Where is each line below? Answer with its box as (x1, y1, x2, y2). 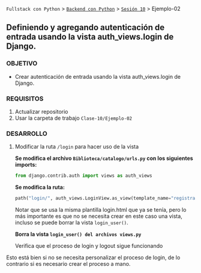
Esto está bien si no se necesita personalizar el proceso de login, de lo (6, 254, 181, 261)
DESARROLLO (6, 129, 48, 138)
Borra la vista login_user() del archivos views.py (14, 231, 142, 238)
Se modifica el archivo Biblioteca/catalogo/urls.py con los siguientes (14, 155, 193, 162)
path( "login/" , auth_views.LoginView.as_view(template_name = (14, 195, 172, 201)
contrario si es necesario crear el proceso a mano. (6, 260, 131, 268)
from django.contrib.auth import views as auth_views (14, 173, 152, 179)
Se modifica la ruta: (14, 183, 65, 191)
